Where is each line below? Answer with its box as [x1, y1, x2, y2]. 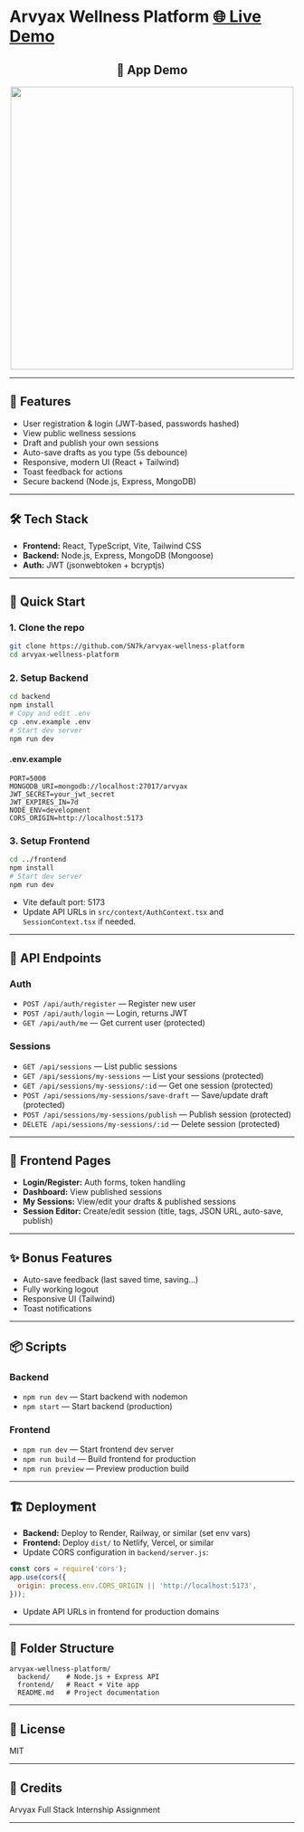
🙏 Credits [9, 1780, 63, 1796]
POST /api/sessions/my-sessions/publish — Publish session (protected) [22, 1109, 292, 1120]
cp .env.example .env [9, 717, 91, 726]
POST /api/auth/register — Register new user [22, 998, 196, 1009]
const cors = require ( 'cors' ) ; [9, 1564, 128, 1574]
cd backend [9, 692, 51, 701]
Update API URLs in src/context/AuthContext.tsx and [22, 906, 224, 917]
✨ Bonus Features [9, 1250, 113, 1265]
